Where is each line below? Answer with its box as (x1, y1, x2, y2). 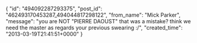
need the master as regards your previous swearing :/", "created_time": (5, 24, 182, 31)
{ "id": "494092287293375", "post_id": (5, 5, 103, 12)
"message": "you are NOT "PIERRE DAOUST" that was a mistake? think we (5, 18, 191, 24)
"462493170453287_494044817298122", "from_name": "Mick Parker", (5, 11, 181, 19)
